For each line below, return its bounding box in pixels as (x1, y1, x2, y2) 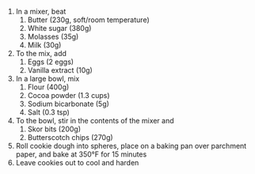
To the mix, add (15, 49, 67, 58)
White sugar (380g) (27, 24, 92, 32)
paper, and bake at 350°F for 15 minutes (15, 149, 147, 159)
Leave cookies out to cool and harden (15, 158, 139, 167)
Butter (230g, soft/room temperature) (27, 15, 150, 25)
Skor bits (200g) (27, 124, 82, 134)
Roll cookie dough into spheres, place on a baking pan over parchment (15, 142, 247, 150)
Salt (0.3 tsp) (27, 108, 70, 117)
